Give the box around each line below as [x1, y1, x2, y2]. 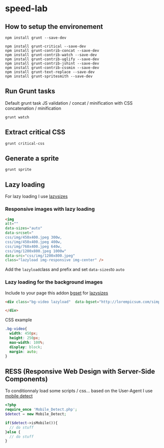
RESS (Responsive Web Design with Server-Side [5, 367, 155, 376]
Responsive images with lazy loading [5, 206, 95, 213]
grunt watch [5, 114, 29, 120]
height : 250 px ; [9, 336, 41, 340]
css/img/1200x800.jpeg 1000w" [5, 248, 67, 253]
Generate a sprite [5, 155, 59, 163]
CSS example [5, 317, 32, 323]
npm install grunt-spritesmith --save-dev [5, 74, 93, 79]
